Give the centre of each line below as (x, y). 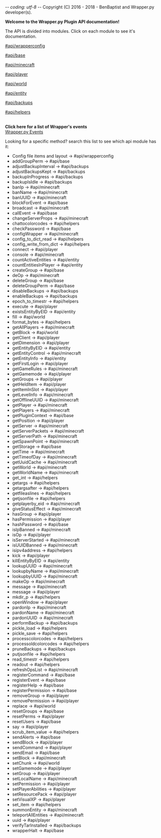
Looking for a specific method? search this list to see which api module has (81, 141)
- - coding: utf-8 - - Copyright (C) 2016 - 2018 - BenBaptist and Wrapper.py (80, 7)
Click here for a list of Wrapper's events (46, 127)
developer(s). (19, 12)
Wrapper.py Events (24, 132)
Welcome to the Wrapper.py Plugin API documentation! (62, 22)
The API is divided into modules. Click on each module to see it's (70, 31)
